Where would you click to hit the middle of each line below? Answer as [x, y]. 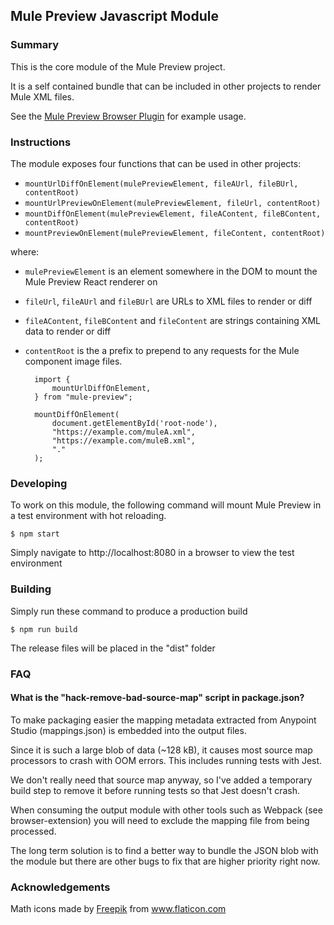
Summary [35, 45]
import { [52, 379]
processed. [33, 831]
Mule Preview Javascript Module [114, 16]
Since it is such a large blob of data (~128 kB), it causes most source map [161, 750]
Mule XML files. [42, 96]
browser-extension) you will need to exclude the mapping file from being [160, 820]
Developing [39, 483]
